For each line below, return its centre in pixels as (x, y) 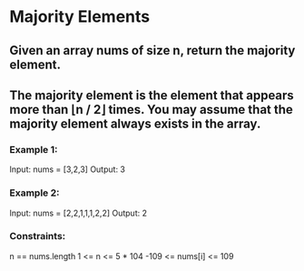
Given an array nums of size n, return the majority (152, 50)
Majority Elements (80, 17)
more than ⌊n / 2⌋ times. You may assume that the (151, 110)
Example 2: (34, 193)
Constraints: (38, 236)
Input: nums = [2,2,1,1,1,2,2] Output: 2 (78, 213)
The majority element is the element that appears (152, 95)
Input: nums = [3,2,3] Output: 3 (67, 169)
